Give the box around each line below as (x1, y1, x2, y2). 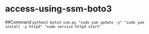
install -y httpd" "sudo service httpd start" (5, 24, 102, 29)
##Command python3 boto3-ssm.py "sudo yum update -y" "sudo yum (5, 19, 144, 25)
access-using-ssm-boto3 (5, 3, 112, 14)
